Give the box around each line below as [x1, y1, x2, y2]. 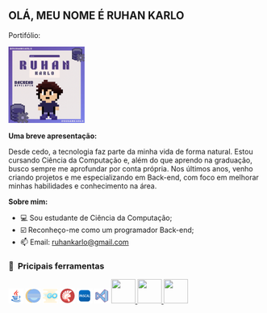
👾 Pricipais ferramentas [8, 260, 105, 272]
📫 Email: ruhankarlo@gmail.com [19, 237, 129, 247]
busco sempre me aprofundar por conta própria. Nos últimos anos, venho [8, 164, 253, 173]
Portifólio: [8, 30, 41, 40]
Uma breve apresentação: [8, 131, 98, 141]
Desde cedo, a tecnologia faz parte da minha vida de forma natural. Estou [8, 147, 253, 156]
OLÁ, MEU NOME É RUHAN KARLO [8, 9, 185, 23]
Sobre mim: [8, 197, 48, 206]
